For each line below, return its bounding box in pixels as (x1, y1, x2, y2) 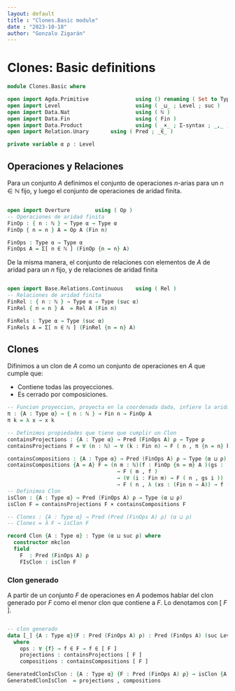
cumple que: (7, 369, 43, 378)
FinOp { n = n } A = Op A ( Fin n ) (7, 226, 108, 233)
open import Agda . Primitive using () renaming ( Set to (7, 96, 218, 103)
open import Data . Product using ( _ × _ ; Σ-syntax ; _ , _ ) (7, 122, 230, 129)
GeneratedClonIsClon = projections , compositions (7, 677, 161, 685)
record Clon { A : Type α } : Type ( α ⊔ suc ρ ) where (7, 533, 161, 540)
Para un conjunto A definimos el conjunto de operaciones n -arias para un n (7, 179, 224, 187)
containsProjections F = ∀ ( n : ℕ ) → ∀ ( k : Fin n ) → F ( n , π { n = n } (7, 442, 224, 449)
